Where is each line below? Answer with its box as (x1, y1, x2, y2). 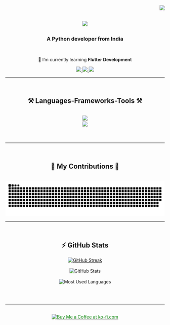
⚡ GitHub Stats (61, 241, 109, 250)
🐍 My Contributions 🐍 (51, 162, 119, 170)
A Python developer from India (47, 35, 123, 43)
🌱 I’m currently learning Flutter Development (38, 57, 132, 63)
